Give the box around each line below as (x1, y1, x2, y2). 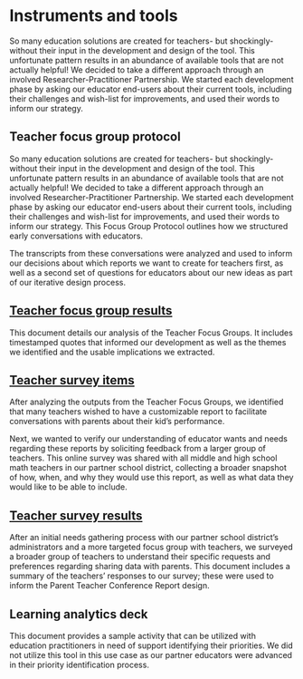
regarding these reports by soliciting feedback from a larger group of (9, 443, 267, 454)
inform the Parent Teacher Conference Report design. (9, 580, 210, 591)
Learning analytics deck (9, 606, 148, 622)
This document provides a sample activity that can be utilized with (9, 631, 256, 641)
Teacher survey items (9, 373, 136, 388)
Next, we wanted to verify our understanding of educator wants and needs (9, 433, 288, 444)
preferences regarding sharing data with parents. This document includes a (9, 561, 291, 572)
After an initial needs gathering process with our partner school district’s (9, 532, 279, 543)
